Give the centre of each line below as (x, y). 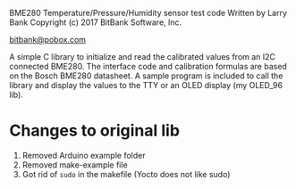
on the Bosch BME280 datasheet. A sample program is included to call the (146, 76)
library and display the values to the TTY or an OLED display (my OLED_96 (146, 85)
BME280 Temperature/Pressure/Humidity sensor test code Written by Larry (148, 13)
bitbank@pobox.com (48, 40)
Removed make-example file (75, 165)
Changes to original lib (95, 131)
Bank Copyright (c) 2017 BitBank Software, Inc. (96, 22)
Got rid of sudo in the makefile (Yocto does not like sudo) (126, 174)
